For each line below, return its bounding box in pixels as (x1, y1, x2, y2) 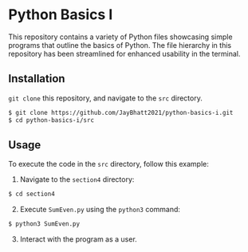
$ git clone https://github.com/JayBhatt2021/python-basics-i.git (8, 108, 234, 116)
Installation (8, 72, 65, 85)
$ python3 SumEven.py (8, 220, 81, 228)
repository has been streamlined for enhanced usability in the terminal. (8, 49, 241, 58)
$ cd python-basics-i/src (8, 116, 94, 124)
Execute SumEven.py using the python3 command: (19, 205, 181, 215)
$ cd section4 (8, 190, 56, 199)
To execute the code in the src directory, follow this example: (8, 159, 209, 169)
